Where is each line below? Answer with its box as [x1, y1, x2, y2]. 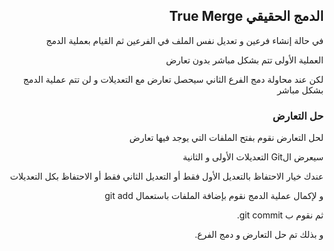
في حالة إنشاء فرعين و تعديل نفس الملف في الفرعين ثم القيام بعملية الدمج [46, 34, 324, 46]
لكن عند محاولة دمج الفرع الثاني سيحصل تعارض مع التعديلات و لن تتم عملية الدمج [22, 73, 324, 85]
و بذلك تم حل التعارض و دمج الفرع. [194, 229, 324, 241]
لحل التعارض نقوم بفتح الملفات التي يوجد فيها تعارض [129, 132, 324, 144]
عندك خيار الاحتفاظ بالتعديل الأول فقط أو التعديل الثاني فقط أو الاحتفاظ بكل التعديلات [9, 170, 324, 183]
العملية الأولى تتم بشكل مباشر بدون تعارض [165, 54, 324, 66]
